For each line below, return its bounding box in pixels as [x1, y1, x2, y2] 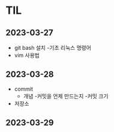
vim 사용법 [14, 52, 40, 59]
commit [14, 85, 34, 92]
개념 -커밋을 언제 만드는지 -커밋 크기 [23, 92, 109, 100]
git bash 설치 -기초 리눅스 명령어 [14, 44, 91, 51]
